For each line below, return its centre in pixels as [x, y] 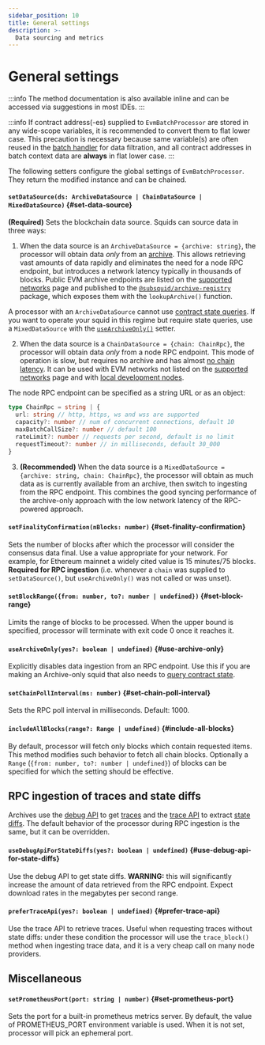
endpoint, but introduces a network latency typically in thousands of [131, 271]
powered [34, 509]
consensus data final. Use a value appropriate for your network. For [118, 553]
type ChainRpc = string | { [54, 407]
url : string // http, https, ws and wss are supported [107, 415]
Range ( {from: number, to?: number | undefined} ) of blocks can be [118, 763]
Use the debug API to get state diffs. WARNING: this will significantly [120, 876]
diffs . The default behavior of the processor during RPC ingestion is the [124, 824]
